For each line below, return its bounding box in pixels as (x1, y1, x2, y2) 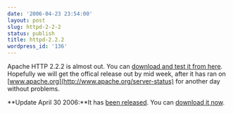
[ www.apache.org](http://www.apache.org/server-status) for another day (7, 77, 220, 85)
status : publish (7, 29, 55, 37)
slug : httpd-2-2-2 (7, 23, 61, 30)
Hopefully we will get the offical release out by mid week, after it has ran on (7, 69, 227, 78)
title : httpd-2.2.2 (7, 36, 65, 44)
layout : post (7, 17, 46, 24)
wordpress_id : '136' (7, 43, 68, 50)
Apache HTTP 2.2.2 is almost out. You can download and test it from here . (7, 62, 223, 70)
